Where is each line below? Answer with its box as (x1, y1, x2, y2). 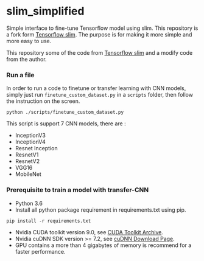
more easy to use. (6, 37, 52, 44)
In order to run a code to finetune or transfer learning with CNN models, (6, 85, 186, 92)
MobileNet (15, 170, 41, 178)
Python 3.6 (15, 200, 43, 207)
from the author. (6, 55, 47, 63)
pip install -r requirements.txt (6, 218, 91, 224)
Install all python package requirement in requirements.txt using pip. (15, 206, 186, 214)
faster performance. (15, 248, 66, 255)
